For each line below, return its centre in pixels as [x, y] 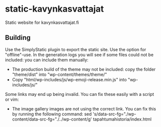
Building [18, 38]
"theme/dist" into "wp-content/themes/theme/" [59, 74]
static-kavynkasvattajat [54, 9]
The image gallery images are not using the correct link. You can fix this [84, 109]
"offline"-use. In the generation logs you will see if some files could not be [79, 54]
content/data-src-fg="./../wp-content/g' [52, 119]
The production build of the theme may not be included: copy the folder [84, 69]
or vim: [12, 99]
